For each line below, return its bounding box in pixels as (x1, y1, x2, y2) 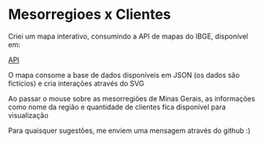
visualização (8, 110, 49, 119)
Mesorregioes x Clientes (8, 5, 171, 24)
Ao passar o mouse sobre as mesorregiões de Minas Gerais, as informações (8, 93, 255, 103)
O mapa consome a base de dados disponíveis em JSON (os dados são (8, 70, 240, 79)
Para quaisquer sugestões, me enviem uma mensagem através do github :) (8, 126, 251, 135)
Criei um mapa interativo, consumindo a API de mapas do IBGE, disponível (8, 31, 249, 41)
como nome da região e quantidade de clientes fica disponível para (8, 102, 226, 112)
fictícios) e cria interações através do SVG (8, 79, 144, 88)
